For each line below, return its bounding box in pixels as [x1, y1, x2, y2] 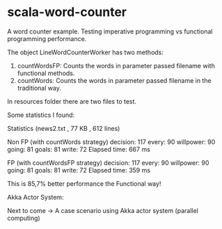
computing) [7, 214, 40, 222]
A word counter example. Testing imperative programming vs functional [7, 27, 213, 35]
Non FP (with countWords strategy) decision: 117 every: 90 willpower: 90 [7, 137, 216, 146]
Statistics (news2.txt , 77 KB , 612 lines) [7, 124, 120, 132]
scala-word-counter [7, 4, 127, 20]
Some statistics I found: [7, 111, 75, 119]
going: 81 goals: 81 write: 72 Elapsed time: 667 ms [7, 145, 151, 153]
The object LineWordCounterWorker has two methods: [7, 48, 164, 56]
